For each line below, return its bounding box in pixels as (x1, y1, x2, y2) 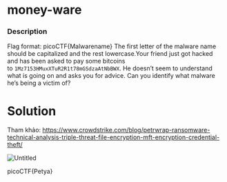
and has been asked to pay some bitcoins (7, 57, 126, 65)
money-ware (7, 2, 82, 18)
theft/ (7, 141, 23, 149)
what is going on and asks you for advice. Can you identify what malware (7, 72, 215, 80)
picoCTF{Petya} (7, 168, 53, 176)
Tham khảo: (7, 126, 41, 134)
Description (7, 27, 48, 37)
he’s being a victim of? (7, 79, 71, 88)
